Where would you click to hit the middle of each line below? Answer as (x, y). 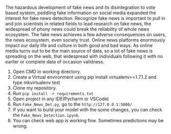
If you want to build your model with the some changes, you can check (87, 110)
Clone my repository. (35, 88)
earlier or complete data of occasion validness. (55, 62)
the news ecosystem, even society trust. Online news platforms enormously (85, 40)
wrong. (20, 126)
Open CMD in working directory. (47, 72)
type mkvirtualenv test (36, 82)
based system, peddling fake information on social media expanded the (81, 13)
